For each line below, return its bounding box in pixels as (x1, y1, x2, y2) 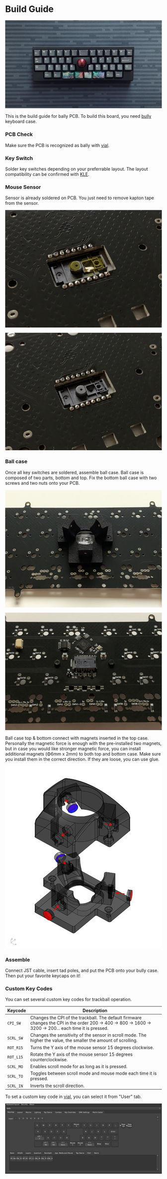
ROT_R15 (7, 1045, 23, 1050)
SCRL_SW (7, 1035, 23, 1041)
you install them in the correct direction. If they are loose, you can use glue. (5, 756, 160, 762)
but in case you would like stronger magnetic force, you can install (5, 746, 141, 752)
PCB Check (5, 131, 33, 138)
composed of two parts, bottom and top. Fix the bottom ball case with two (5, 475, 157, 481)
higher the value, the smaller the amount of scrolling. (30, 1037, 138, 1043)
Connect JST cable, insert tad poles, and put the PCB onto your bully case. (5, 968, 159, 974)
